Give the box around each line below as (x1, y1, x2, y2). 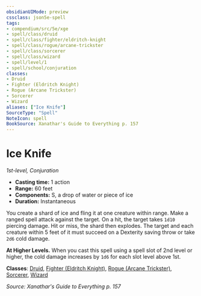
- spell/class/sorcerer (6, 48, 66, 54)
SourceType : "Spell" (6, 110, 58, 116)
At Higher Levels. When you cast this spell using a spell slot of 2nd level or (6, 247, 193, 254)
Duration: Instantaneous (14, 198, 76, 205)
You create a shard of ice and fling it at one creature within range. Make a (6, 209, 188, 217)
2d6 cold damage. (6, 235, 50, 242)
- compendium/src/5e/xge (6, 25, 69, 32)
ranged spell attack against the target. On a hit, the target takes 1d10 (6, 216, 176, 223)
